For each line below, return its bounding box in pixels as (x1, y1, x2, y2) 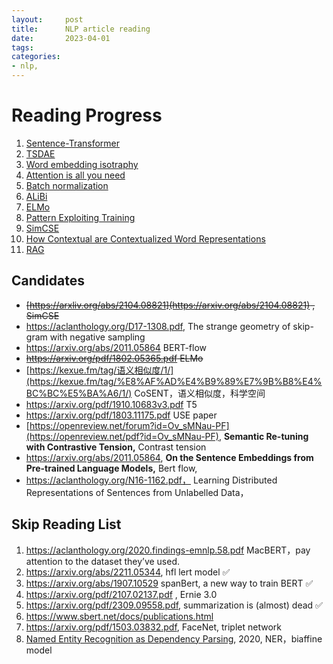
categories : (11, 52, 61, 62)
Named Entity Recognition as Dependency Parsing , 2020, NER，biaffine (25, 632, 323, 645)
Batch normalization (25, 179, 109, 191)
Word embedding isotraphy (25, 158, 139, 170)
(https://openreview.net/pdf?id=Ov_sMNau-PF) (25, 430, 219, 442)
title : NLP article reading (11, 24, 151, 34)
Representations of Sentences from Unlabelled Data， (25, 486, 249, 498)
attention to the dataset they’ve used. (25, 555, 181, 567)
